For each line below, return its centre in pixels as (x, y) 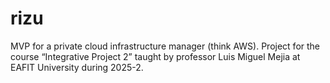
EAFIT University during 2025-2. (77, 67)
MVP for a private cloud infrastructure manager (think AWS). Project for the (165, 46)
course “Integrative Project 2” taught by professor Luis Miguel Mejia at (155, 56)
